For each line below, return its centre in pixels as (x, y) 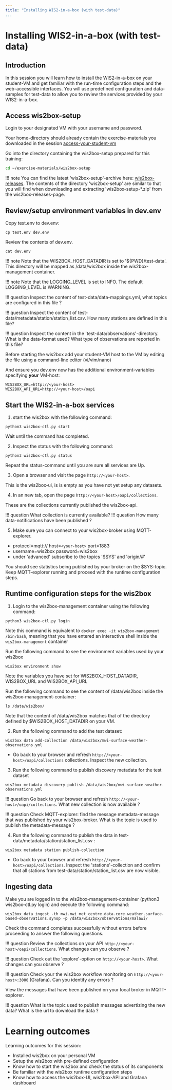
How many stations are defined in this (127, 318)
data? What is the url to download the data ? (52, 1010)
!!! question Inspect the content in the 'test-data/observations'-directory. (82, 334)
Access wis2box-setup (43, 116)
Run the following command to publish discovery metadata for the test (87, 770)
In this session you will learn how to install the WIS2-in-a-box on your (79, 78)
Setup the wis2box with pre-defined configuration (66, 1061)
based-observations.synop (33, 918)
